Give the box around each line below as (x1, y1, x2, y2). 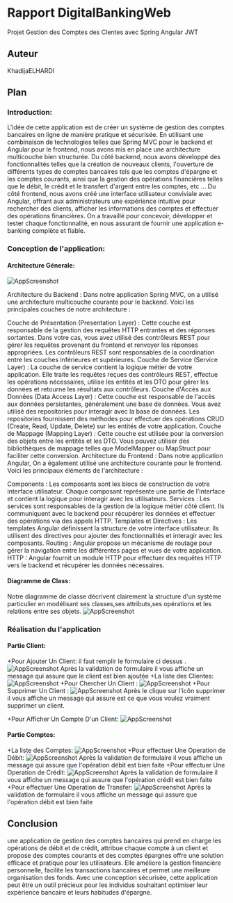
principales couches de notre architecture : (7, 304, 131, 314)
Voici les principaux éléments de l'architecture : (7, 466, 144, 474)
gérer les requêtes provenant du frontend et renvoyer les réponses (7, 341, 198, 349)
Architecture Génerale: (7, 261, 75, 269)
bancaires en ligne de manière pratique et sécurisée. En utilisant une (7, 131, 204, 139)
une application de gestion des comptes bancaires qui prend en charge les (7, 836, 222, 845)
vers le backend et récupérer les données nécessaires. (7, 561, 165, 569)
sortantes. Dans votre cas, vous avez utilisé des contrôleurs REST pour (7, 333, 211, 341)
